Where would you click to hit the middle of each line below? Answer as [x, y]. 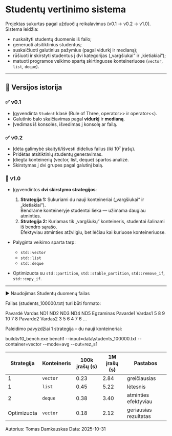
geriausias [139, 410]
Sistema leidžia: [22, 29]
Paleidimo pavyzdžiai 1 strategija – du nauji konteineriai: [64, 329]
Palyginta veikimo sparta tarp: [44, 242]
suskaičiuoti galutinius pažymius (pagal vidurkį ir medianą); [75, 50]
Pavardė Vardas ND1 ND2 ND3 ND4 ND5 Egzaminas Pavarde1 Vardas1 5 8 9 [85, 313]
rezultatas [139, 416]
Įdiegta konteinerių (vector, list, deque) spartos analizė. [71, 159]
